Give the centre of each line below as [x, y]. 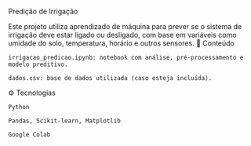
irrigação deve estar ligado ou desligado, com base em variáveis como [122, 35]
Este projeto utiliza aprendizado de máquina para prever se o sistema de [125, 26]
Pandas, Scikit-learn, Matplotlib [65, 121]
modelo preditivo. [38, 64]
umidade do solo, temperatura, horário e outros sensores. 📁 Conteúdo [122, 43]
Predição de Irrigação [43, 11]
